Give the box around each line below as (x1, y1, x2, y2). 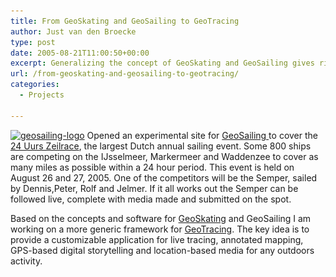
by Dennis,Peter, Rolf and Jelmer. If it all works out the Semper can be (10, 182, 299, 194)
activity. (10, 255, 43, 267)
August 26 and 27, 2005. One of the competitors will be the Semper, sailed (10, 171, 318, 184)
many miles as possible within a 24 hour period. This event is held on (10, 161, 295, 173)
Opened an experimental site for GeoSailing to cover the (86, 129, 318, 141)
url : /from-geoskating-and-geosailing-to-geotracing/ (10, 69, 240, 79)
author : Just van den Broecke (10, 26, 137, 37)
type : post (10, 37, 56, 47)
